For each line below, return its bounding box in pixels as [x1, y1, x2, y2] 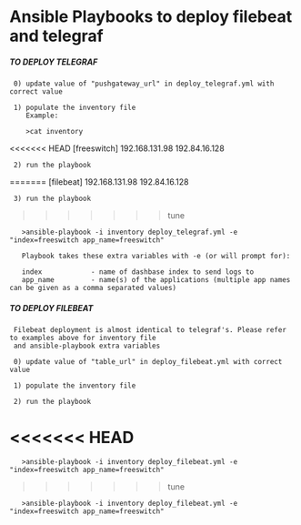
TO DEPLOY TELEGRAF [9, 56, 98, 67]
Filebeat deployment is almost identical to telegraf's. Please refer [13, 326, 286, 335]
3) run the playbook [13, 194, 92, 204]
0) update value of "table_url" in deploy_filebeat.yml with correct [13, 358, 283, 367]
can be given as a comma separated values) [9, 284, 177, 293]
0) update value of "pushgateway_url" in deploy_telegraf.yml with [13, 79, 275, 88]
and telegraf [9, 25, 105, 46]
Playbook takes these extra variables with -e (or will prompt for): [21, 252, 291, 261]
